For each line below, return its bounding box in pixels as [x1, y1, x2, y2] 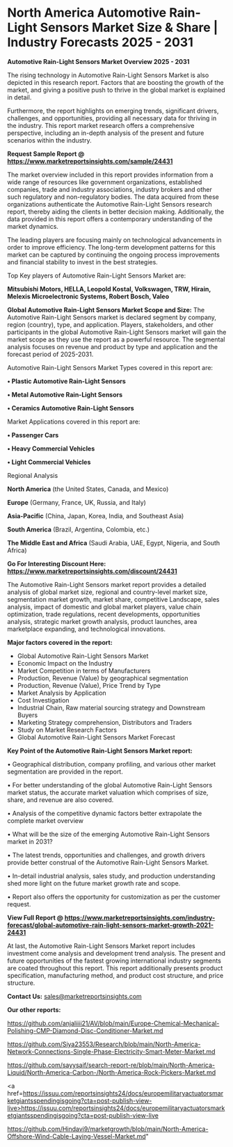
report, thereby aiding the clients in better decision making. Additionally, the [7, 207, 225, 216]
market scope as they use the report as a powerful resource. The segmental [7, 335, 225, 344]
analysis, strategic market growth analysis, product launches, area [7, 617, 198, 625]
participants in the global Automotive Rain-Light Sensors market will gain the [7, 328, 227, 336]
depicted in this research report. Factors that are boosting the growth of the [7, 78, 224, 86]
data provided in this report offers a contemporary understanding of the [7, 214, 213, 223]
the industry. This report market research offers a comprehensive [7, 121, 195, 129]
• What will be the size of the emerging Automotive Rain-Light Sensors [7, 830, 210, 838]
